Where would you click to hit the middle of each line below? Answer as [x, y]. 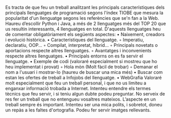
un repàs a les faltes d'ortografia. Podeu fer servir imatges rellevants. [78, 110]
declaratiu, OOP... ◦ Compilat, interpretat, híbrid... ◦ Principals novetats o [82, 45]
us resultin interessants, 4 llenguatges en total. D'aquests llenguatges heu [83, 29]
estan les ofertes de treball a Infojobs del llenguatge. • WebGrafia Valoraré [83, 78]
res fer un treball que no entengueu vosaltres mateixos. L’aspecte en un [81, 99]
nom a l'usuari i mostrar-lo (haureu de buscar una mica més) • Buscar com [84, 72]
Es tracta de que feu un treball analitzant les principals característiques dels [85, 7]
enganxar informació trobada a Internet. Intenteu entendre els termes [78, 88]
